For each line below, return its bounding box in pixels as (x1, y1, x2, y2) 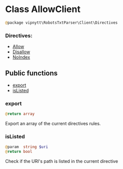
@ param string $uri (5, 144, 49, 149)
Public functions (5, 69, 58, 77)
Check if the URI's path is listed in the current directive (5, 158, 118, 164)
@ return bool (5, 149, 33, 154)
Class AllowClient (5, 4, 81, 15)
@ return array (5, 112, 35, 117)
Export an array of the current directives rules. (5, 121, 101, 127)
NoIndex (12, 54, 30, 60)
